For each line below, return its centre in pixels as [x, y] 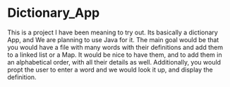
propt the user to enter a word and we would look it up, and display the [110, 69]
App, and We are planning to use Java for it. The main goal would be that [113, 39]
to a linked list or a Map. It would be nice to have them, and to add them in [115, 55]
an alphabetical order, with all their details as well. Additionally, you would [114, 62]
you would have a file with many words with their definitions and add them [115, 47]
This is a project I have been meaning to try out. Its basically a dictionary [113, 32]
